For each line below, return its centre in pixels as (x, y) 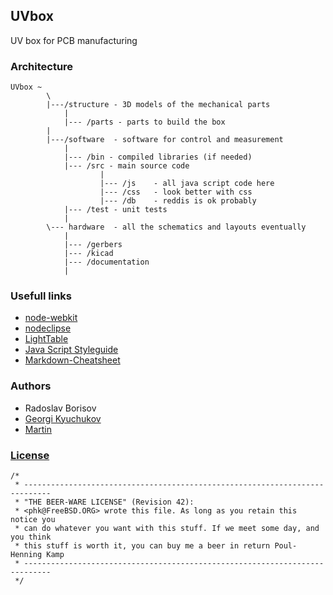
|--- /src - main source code (126, 166)
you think (31, 537)
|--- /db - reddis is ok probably (178, 201)
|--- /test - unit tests (115, 210)
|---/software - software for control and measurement (165, 140)
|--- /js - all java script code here (187, 184)
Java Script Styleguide (71, 350)
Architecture (42, 66)
